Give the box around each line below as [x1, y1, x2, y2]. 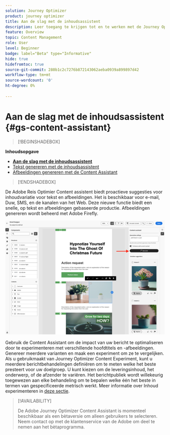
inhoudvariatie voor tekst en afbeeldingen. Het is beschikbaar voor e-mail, [5, 194, 160, 200]
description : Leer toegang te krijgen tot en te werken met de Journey [5, 24, 159, 29]
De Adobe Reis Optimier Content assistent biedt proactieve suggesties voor [5, 188, 163, 195]
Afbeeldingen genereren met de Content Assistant [12, 169, 118, 175]
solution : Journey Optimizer [5, 8, 67, 13]
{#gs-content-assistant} [5, 122, 111, 133]
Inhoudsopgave [5, 148, 39, 154]
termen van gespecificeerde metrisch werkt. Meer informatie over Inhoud [5, 383, 158, 389]
